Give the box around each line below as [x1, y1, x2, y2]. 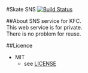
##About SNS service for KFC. [6, 17, 82, 24]
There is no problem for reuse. [6, 30, 81, 37]
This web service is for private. [6, 24, 83, 31]
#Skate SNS [6, 6, 36, 13]
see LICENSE [23, 60, 57, 67]
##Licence [6, 42, 33, 49]
